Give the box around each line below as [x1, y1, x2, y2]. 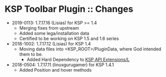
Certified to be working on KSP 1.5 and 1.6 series [19, 36, 119, 41]
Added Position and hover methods [19, 67, 92, 73]
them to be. [19, 51, 43, 57]
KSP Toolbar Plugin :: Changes [4, 3, 134, 15]
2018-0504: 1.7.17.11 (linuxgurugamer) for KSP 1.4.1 [11, 62, 114, 68]
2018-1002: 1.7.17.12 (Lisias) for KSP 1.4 [11, 40, 91, 46]
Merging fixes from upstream [19, 25, 79, 31]
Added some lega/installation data [19, 30, 89, 36]
